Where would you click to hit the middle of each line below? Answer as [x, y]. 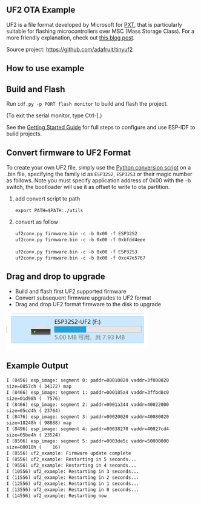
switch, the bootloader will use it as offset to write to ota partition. [88, 187]
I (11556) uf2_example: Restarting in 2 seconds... [73, 478]
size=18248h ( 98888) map [39, 423]
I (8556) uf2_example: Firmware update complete [69, 453]
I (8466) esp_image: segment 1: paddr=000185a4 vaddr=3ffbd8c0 [88, 393]
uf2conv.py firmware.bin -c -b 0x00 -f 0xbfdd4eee [80, 239]
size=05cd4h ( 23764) [34, 411]
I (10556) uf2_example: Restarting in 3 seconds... [73, 472]
